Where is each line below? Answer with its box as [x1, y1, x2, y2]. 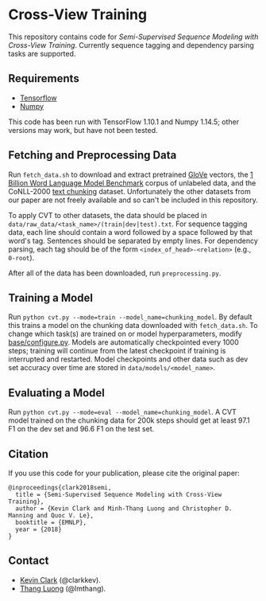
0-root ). [8, 252, 35, 262]
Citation [8, 447, 49, 461]
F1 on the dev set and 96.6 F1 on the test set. [8, 424, 155, 434]
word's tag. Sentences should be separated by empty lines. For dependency [8, 236, 258, 245]
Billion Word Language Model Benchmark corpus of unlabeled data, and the [8, 178, 256, 188]
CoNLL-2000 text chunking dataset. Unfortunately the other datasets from [8, 186, 252, 196]
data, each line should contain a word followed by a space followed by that [8, 227, 253, 236]
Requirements [8, 72, 79, 85]
